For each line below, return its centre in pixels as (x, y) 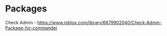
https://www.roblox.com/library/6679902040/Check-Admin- (99, 22)
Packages (26, 9)
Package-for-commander (31, 27)
